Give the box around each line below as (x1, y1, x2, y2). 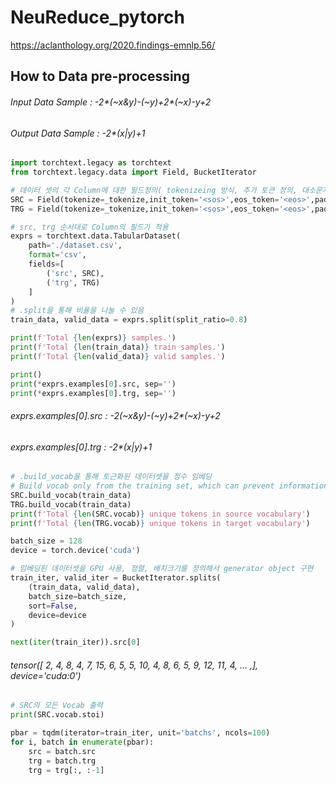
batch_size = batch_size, (28, 591, 128, 601)
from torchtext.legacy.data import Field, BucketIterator (10, 167, 257, 178)
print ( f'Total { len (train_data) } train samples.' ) (10, 342, 226, 353)
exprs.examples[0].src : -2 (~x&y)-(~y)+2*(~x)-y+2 (10, 409, 221, 421)
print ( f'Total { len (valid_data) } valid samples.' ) (10, 351, 226, 361)
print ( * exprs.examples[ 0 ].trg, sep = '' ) (10, 388, 177, 398)
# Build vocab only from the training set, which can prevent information (10, 481, 329, 491)
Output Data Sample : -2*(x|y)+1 (10, 127, 146, 139)
